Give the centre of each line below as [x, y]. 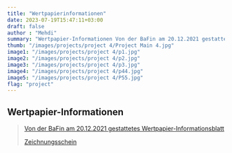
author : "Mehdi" [32, 33]
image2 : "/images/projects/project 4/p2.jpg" [74, 59]
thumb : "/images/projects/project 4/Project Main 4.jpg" [91, 45]
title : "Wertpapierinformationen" [57, 13]
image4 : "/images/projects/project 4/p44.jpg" [75, 71]
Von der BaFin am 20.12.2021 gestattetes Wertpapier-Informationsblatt [124, 129]
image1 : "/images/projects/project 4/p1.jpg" [74, 52]
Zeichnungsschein [50, 142]
